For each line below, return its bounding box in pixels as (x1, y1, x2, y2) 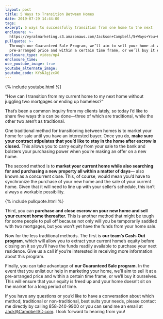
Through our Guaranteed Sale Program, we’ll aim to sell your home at (9, 43, 155, 48)
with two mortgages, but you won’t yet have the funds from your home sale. (5, 223, 157, 229)
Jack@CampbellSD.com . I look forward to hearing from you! (5, 308, 125, 314)
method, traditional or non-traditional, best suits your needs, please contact (5, 298, 156, 304)
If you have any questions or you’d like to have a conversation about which (5, 293, 154, 299)
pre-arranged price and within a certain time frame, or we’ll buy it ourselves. (5, 273, 158, 279)
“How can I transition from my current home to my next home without (5, 93, 144, 99)
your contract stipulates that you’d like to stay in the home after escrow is (5, 138, 157, 144)
